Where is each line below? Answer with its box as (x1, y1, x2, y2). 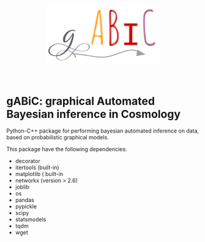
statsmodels (15, 216, 47, 223)
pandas (15, 196, 35, 204)
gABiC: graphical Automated (6, 94, 155, 108)
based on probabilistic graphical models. (6, 134, 109, 141)
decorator (15, 158, 41, 165)
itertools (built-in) (15, 164, 59, 171)
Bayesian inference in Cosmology (6, 107, 181, 121)
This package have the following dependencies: (6, 145, 127, 153)
